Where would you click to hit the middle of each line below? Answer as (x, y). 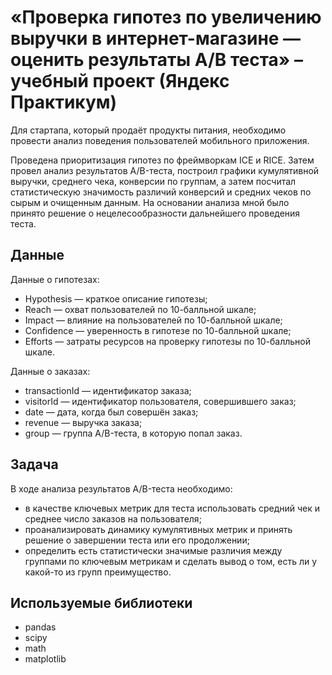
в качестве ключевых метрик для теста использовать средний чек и (172, 508)
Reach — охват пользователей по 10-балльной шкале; (140, 309)
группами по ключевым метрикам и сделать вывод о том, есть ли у (171, 561)
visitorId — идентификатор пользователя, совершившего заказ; (160, 401)
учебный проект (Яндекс (120, 81)
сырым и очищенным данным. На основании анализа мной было (150, 202)
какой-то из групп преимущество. (98, 572)
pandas (40, 627)
